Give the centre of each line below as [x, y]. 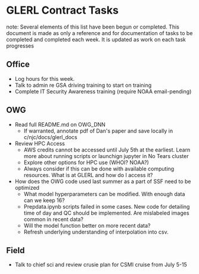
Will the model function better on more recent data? [87, 225]
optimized [27, 187]
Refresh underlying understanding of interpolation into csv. [96, 232]
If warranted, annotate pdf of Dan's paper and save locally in [98, 131]
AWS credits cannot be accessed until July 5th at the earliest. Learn [107, 150]
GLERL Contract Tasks [63, 10]
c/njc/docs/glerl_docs [50, 137]
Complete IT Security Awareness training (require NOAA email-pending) [103, 91]
